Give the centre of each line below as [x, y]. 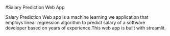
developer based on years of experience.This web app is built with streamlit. [86, 28]
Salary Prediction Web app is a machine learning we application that [77, 17]
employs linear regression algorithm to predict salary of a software [75, 23]
